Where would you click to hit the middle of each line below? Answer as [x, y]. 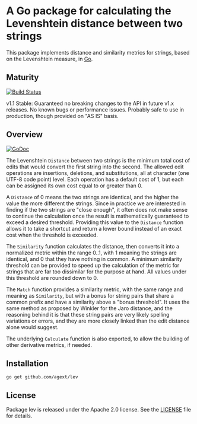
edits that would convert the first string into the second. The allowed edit [95, 167]
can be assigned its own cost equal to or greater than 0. [74, 186]
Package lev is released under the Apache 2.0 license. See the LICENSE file [99, 410]
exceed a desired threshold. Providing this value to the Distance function [95, 222]
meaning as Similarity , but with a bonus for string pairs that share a [90, 295]
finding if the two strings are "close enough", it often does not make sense [97, 209]
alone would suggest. [32, 327]
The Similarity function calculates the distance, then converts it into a [93, 246]
